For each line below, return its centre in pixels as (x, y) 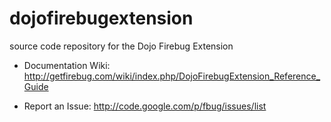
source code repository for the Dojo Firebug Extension (121, 46)
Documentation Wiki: (67, 65)
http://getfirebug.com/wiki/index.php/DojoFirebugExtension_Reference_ (172, 76)
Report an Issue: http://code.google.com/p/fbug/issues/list (145, 106)
